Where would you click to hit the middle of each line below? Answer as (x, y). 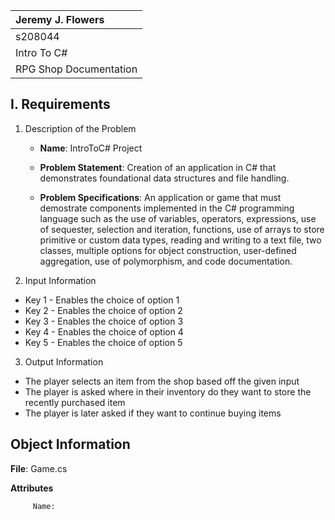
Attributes (32, 488)
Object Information (70, 444)
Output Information (64, 361)
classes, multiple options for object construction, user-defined (168, 250)
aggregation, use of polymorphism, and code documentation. (166, 261)
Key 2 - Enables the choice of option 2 (103, 310)
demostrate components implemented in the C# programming (167, 208)
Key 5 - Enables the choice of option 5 (103, 342)
